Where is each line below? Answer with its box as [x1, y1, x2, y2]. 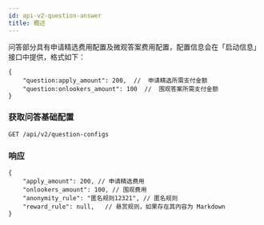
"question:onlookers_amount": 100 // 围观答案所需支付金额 [22, 85, 218, 93]
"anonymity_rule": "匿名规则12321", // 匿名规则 [22, 195, 178, 203]
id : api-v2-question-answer [8, 11, 102, 20]
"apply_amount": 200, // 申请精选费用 [22, 177, 145, 186]
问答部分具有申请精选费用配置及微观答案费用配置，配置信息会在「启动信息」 [8, 41, 261, 52]
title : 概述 [8, 19, 46, 27]
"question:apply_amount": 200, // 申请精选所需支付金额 [22, 77, 208, 85]
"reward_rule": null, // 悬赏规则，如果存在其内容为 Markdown [22, 203, 226, 211]
